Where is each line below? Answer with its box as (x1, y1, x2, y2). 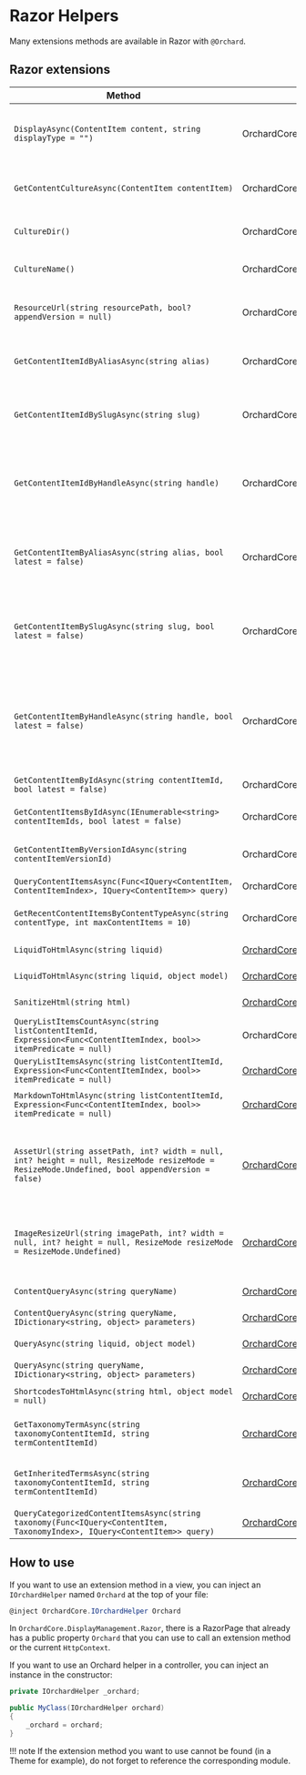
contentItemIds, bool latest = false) (14, 816, 182, 826)
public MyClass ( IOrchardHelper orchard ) (9, 1704, 166, 1713)
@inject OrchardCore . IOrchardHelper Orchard (9, 1607, 181, 1616)
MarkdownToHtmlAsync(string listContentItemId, (14, 1090, 225, 1100)
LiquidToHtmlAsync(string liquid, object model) (14, 971, 229, 981)
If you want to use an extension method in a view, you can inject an (9, 1579, 261, 1590)
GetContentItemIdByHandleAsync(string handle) (14, 477, 220, 488)
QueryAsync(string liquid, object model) (14, 1338, 197, 1349)
